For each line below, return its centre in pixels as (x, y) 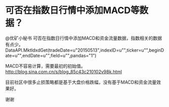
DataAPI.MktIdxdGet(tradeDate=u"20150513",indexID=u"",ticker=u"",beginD (85, 50)
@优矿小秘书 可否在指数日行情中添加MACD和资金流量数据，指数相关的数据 (84, 38)
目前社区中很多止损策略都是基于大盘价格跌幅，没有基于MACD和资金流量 (81, 82)
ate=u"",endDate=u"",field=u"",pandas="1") (51, 55)
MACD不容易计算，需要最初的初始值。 (45, 66)
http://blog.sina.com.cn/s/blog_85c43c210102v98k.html (64, 72)
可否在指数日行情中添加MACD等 (72, 10)
